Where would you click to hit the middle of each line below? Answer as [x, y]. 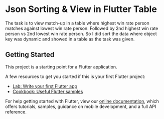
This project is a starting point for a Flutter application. [61, 66]
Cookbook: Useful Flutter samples [48, 91]
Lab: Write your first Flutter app [45, 86]
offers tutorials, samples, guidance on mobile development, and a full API [81, 106]
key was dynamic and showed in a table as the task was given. [70, 39]
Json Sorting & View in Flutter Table [81, 9]
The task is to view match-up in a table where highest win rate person [77, 23]
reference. [16, 111]
